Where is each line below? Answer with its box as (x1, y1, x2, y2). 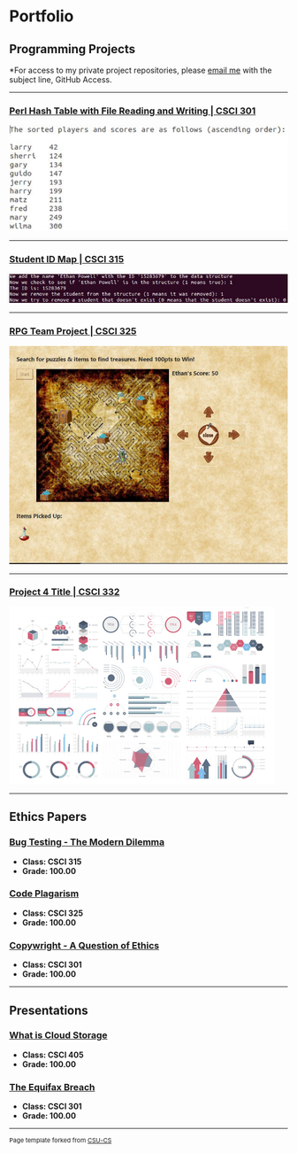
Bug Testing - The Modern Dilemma (9, 836, 165, 848)
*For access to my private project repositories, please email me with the (9, 65, 272, 75)
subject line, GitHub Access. (9, 74, 112, 85)
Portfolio (9, 6, 74, 27)
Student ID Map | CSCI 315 (9, 253, 125, 266)
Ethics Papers (9, 809, 87, 824)
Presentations (9, 1002, 88, 1018)
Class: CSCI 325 (21, 908, 84, 918)
